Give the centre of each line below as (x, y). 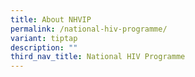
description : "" (44, 47)
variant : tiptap (44, 38)
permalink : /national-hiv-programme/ (89, 29)
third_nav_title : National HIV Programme (98, 57)
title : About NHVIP (51, 19)
